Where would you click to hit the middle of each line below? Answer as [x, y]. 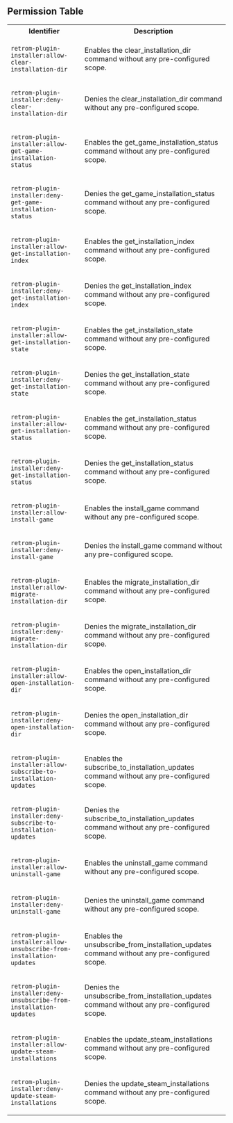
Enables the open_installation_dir [138, 670]
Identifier [44, 31]
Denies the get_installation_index [138, 286]
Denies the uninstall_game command [144, 900]
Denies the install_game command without [153, 545]
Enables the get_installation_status [140, 419]
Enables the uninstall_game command [146, 863]
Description [153, 31]
